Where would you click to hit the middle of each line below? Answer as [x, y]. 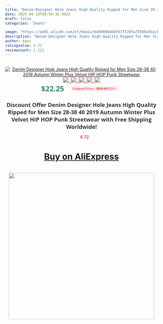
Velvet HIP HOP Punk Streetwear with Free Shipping [81, 119]
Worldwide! [81, 127]
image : [12, 32]
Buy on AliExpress [81, 157]
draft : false [18, 19]
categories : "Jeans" [26, 23]
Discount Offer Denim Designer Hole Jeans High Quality [81, 105]
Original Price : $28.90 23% [94, 88]
